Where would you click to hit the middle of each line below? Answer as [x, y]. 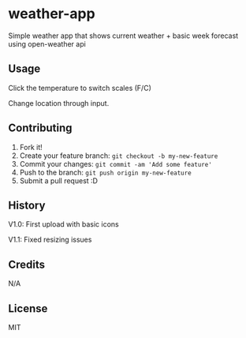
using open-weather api [47, 43]
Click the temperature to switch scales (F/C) [80, 88]
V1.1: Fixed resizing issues [50, 240]
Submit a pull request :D [59, 180]
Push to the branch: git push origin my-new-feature [105, 172]
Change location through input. [59, 103]
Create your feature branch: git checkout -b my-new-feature [119, 156]
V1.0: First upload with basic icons [64, 224]
